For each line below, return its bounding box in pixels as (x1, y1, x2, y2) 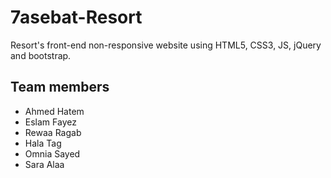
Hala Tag (24, 137, 62, 149)
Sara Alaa (24, 158, 65, 170)
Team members (10, 79, 110, 96)
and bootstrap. (10, 49, 72, 61)
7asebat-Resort (10, 6, 143, 29)
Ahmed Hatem (24, 105, 85, 117)
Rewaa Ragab (24, 126, 82, 138)
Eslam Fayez (24, 116, 77, 128)
